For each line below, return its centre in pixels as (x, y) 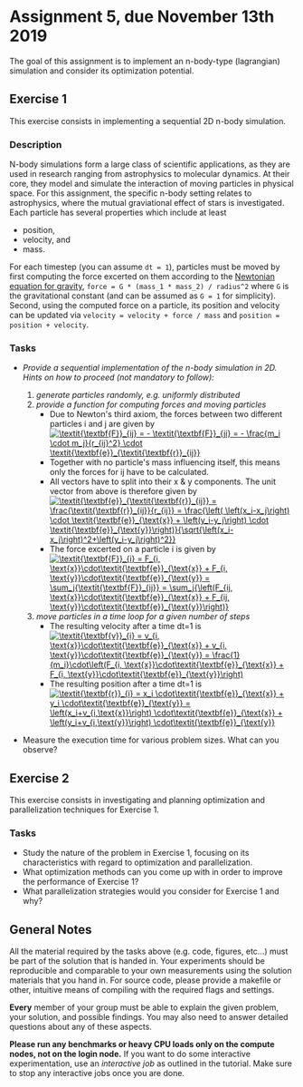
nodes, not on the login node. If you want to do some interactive (130, 1054)
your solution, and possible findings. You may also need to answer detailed (149, 1017)
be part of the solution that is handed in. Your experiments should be (137, 961)
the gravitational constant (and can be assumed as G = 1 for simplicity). (142, 296)
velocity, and (46, 240)
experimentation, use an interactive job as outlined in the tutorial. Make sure (151, 1063)
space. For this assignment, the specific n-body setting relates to (131, 193)
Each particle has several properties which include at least (118, 213)
